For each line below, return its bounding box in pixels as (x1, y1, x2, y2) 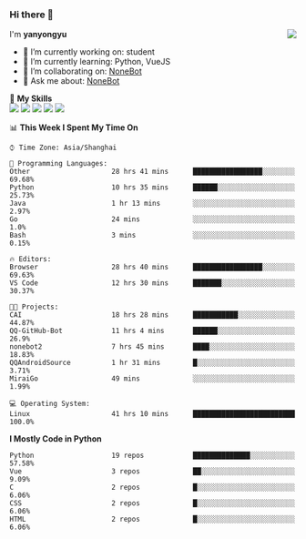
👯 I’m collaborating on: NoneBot (22, 66, 143, 76)
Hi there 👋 (9, 8, 55, 21)
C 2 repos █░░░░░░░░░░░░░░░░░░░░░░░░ (9, 483, 296, 493)
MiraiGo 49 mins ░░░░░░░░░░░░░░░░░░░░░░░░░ (9, 374, 296, 383)
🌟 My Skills (9, 93, 53, 104)
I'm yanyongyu (9, 29, 67, 40)
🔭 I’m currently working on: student (22, 46, 155, 57)
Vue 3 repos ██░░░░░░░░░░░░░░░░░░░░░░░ (9, 467, 296, 476)
